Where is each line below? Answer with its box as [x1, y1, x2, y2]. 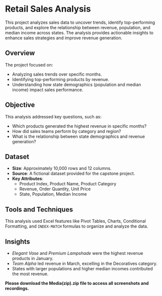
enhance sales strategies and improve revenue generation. [5, 35, 123, 41]
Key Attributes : [12, 176, 44, 181]
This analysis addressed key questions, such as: [5, 114, 102, 119]
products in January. [12, 256, 54, 261]
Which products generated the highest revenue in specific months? [12, 123, 147, 129]
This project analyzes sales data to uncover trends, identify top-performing [5, 19, 155, 25]
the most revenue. [12, 271, 49, 277]
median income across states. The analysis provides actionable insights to [5, 30, 154, 35]
